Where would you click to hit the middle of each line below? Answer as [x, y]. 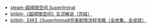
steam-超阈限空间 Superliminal [43, 7]
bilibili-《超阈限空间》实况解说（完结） [51, 14]
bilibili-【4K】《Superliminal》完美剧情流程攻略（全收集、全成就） [78, 20]
